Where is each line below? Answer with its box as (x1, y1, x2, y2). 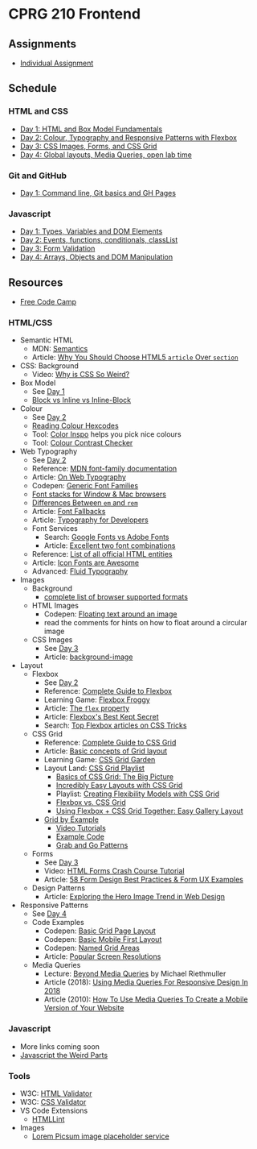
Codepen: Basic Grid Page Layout (43, 926, 157, 935)
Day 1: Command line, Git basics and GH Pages (19, 188, 177, 197)
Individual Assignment (19, 58, 94, 68)
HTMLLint (31, 1114, 65, 1124)
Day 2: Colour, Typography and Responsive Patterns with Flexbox (19, 132, 237, 142)
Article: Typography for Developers (31, 515, 149, 525)
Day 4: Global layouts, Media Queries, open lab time (19, 150, 193, 160)
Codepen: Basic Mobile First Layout (43, 935, 162, 944)
